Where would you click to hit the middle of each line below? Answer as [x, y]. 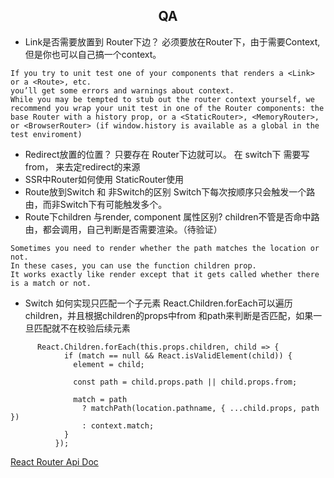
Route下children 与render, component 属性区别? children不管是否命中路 [172, 216]
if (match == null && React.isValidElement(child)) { [178, 355]
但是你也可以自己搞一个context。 [93, 54]
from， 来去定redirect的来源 [82, 166]
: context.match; [118, 425]
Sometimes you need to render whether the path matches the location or [165, 248]
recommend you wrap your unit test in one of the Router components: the [167, 108]
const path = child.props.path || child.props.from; [185, 382]
